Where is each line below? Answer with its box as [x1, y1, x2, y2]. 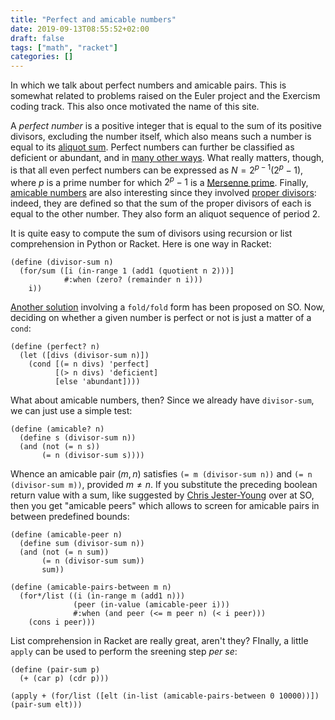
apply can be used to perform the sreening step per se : [10, 646, 238, 658]
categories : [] [10, 52, 74, 62]
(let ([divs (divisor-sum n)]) [19, 351, 150, 361]
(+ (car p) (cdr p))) [19, 674, 110, 684]
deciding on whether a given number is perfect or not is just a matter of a [10, 312, 312, 324]
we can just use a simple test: [10, 405, 133, 417]
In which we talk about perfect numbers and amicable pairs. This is [10, 79, 287, 91]
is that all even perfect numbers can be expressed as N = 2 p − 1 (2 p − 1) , [10, 162, 304, 176]
